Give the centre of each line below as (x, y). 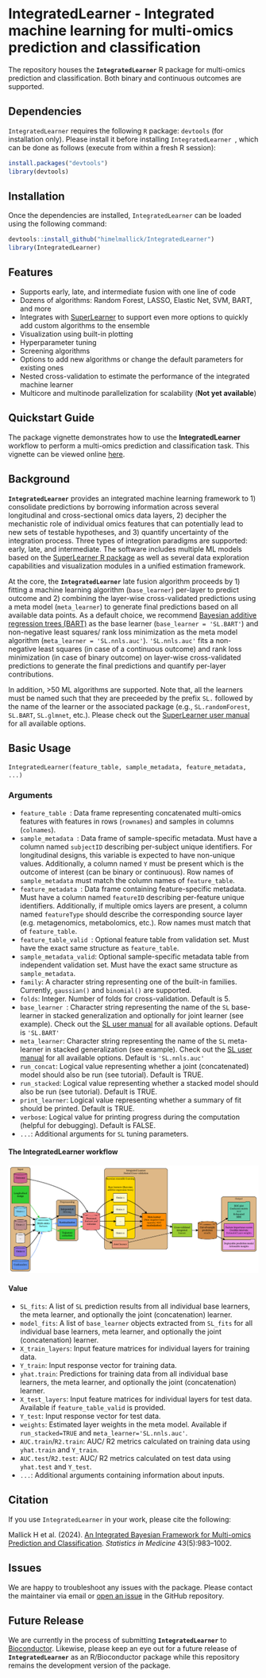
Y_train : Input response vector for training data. (98, 1366)
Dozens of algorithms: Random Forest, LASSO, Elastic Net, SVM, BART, (136, 300)
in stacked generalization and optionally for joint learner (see (144, 1015)
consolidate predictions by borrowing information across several (114, 506)
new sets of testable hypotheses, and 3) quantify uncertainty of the (118, 532)
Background (39, 479)
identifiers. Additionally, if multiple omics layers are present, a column (133, 905)
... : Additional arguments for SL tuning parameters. (104, 1134)
